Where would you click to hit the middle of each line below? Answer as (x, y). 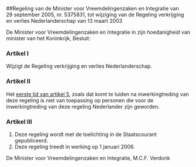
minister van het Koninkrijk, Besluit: (48, 38)
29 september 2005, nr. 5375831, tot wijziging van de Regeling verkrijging (95, 15)
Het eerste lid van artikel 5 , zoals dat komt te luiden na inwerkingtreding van (97, 94)
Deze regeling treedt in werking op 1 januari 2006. (75, 147)
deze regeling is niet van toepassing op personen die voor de (80, 100)
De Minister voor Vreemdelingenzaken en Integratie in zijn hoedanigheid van (98, 32)
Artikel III (19, 121)
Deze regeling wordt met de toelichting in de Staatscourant (85, 134)
